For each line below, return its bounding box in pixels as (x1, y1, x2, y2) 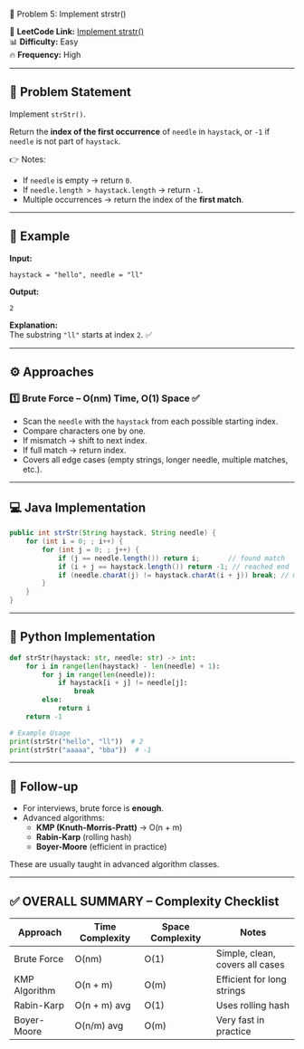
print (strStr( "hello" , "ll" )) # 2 (9, 737, 144, 746)
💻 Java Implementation (9, 500, 147, 515)
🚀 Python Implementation (9, 629, 156, 644)
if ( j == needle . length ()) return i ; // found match (57, 553, 285, 563)
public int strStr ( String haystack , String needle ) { (9, 529, 217, 538)
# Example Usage (9, 729, 71, 738)
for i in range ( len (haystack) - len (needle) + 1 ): (25, 662, 221, 671)
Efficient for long (215, 973, 287, 986)
